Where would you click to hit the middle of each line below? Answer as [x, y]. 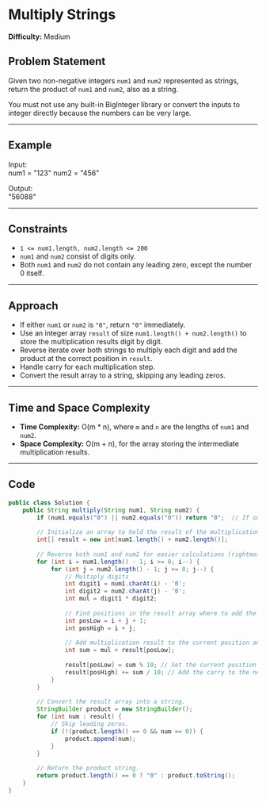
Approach [33, 306]
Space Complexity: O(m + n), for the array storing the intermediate [129, 443]
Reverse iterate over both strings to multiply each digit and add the [128, 350]
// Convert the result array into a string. [111, 702]
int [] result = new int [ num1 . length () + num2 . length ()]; [133, 540]
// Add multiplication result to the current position [157, 643]
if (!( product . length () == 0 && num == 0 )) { [127, 731]
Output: [21, 188]
